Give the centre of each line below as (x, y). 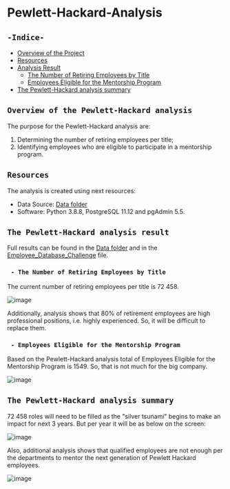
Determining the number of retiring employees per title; (95, 139)
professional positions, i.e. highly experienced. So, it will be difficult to (106, 320)
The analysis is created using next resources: (72, 190)
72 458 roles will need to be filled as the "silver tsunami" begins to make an (114, 416)
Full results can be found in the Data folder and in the (82, 248)
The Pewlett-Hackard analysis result (88, 232)
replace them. (27, 328)
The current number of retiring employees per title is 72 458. (93, 286)
